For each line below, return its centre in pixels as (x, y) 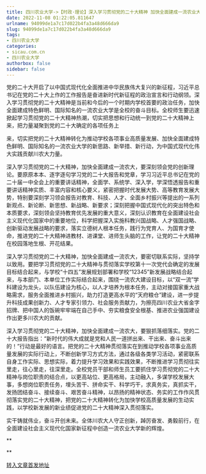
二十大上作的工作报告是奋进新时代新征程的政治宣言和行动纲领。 (113, 95)
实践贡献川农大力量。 (38, 154)
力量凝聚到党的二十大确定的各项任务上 (71, 126)
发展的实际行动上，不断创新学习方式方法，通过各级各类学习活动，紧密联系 (105, 354)
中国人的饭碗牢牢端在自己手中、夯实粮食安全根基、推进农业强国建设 (113, 310)
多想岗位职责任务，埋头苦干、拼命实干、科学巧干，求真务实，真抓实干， (108, 384)
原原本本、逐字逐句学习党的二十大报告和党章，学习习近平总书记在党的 (111, 175)
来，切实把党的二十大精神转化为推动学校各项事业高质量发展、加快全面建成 (100, 139)
